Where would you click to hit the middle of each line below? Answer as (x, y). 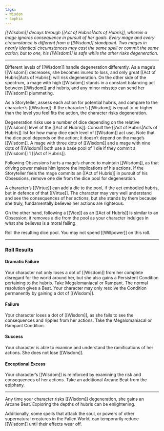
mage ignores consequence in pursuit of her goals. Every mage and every (80, 38)
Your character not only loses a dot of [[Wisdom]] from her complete (74, 272)
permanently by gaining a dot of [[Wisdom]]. (50, 293)
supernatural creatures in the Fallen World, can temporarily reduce (72, 419)
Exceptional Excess (25, 364)
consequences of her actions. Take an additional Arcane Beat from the (76, 380)
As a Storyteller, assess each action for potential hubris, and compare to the (81, 102)
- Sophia (14, 19)
